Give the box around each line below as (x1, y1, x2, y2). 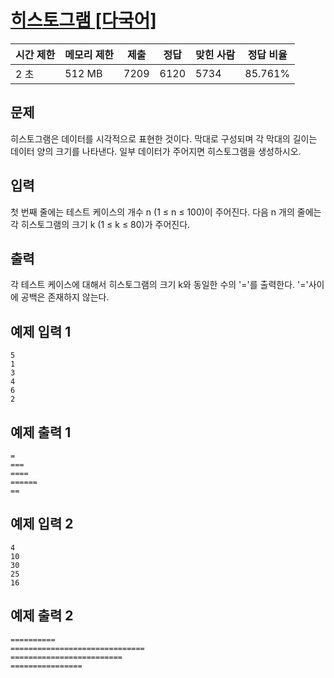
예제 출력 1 (10, 424, 72, 441)
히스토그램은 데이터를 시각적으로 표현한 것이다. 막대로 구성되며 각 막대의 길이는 (10, 132, 318, 145)
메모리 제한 (64, 47, 115, 61)
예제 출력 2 (10, 607, 74, 625)
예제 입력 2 (10, 516, 74, 533)
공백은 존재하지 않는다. (20, 291, 110, 303)
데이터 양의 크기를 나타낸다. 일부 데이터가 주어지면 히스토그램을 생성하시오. (10, 145, 302, 157)
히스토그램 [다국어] (10, 9, 157, 32)
